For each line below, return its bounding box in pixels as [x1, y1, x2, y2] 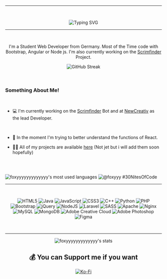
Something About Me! [5, 87, 60, 94]
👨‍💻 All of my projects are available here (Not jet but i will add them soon [12, 144, 160, 150]
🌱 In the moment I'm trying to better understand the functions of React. [12, 135, 158, 140]
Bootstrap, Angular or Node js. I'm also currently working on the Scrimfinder [5, 49, 162, 55]
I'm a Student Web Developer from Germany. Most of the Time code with [9, 43, 158, 49]
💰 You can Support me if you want [29, 253, 138, 262]
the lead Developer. [12, 115, 53, 121]
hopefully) [12, 149, 34, 155]
